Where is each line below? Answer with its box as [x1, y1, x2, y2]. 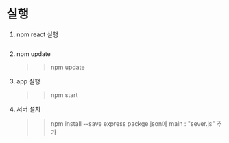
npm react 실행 [16, 30, 59, 38]
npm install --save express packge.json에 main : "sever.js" [50, 119, 215, 127]
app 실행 [16, 77, 40, 86]
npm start [50, 90, 78, 99]
